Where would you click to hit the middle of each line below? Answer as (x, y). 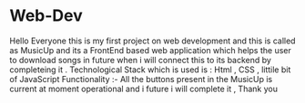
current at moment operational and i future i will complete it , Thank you (143, 89)
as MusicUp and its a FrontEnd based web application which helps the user (150, 50)
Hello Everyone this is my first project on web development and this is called (152, 41)
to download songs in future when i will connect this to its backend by (140, 60)
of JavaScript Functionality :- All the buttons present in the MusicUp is (141, 79)
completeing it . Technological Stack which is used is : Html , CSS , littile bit (150, 70)
